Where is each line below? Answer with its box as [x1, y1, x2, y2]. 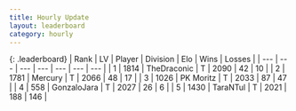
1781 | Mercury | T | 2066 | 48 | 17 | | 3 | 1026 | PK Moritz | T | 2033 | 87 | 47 [9, 73, 287, 83]
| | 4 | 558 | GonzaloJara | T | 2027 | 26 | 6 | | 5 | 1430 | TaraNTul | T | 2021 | [9, 82, 287, 93]
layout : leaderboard [9, 21, 86, 30]
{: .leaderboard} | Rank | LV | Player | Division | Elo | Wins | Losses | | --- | [9, 54, 278, 65]
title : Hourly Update [9, 12, 90, 22]
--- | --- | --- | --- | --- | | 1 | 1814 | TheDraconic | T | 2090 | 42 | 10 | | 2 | [19, 63, 285, 74]
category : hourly [9, 29, 74, 38]
